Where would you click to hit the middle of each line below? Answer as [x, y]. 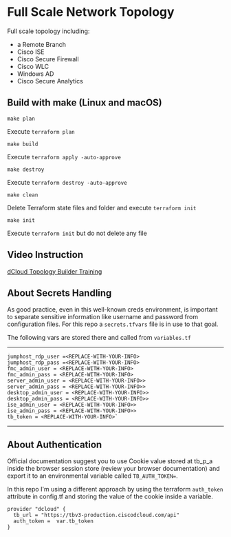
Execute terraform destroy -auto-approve [67, 182]
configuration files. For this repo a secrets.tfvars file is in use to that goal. [113, 324]
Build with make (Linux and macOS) [85, 103]
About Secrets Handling [59, 293]
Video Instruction [45, 255]
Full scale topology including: [48, 31]
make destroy [26, 170]
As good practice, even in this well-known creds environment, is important [112, 310]
